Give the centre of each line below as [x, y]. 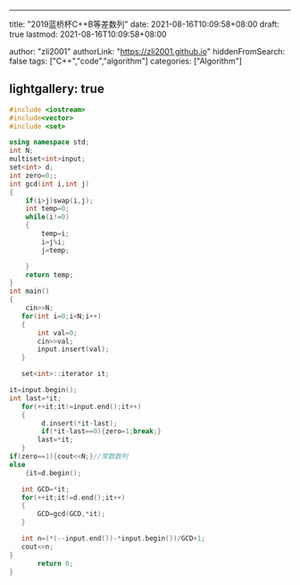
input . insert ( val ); [73, 349]
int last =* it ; [36, 398]
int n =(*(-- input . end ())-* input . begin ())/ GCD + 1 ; [113, 539]
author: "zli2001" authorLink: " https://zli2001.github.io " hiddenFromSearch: [147, 51]
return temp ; [50, 275]
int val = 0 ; [57, 333]
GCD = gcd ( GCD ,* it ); [71, 514]
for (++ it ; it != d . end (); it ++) [73, 497]
